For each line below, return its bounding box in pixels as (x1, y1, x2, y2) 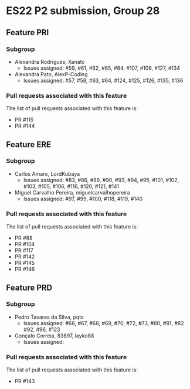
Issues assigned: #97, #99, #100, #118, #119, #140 (23, 195, 143, 202)
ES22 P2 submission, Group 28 (6, 4, 160, 18)
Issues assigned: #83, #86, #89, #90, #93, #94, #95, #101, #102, (23, 176, 179, 183)
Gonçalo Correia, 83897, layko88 (14, 332, 94, 339)
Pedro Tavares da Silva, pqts (14, 313, 84, 320)
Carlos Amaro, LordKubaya (14, 170, 80, 177)
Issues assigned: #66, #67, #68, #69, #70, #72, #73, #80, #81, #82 (23, 319, 185, 326)
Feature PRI (6, 28, 49, 37)
